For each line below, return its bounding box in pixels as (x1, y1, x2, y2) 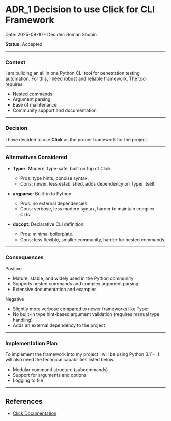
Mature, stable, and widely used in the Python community (12, 275, 134, 281)
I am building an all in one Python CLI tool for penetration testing (5, 70, 140, 76)
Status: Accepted (5, 41, 43, 47)
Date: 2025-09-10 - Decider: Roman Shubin (5, 31, 97, 37)
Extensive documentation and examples (12, 286, 97, 293)
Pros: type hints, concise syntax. (20, 175, 89, 181)
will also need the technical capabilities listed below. (5, 357, 115, 363)
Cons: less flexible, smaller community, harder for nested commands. (20, 236, 166, 243)
